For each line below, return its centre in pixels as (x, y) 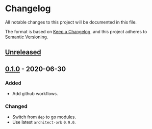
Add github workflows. (35, 94)
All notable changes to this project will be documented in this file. (71, 22)
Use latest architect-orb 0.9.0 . (44, 122)
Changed (16, 106)
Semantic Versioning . (26, 37)
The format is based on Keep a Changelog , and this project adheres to (76, 31)
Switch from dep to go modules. (44, 117)
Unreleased (23, 52)
